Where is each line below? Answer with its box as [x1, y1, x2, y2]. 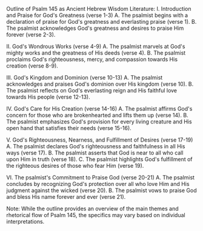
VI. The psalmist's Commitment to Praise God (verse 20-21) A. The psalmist [6, 174, 195, 181]
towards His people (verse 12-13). [6, 94, 90, 100]
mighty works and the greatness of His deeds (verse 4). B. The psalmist [6, 49, 186, 57]
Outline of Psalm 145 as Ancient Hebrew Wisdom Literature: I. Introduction [6, 5, 192, 12]
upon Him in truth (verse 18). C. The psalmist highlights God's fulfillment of [6, 156, 193, 163]
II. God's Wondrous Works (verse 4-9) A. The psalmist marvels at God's [6, 43, 185, 50]
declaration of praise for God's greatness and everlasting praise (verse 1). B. [6, 18, 197, 25]
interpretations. [6, 218, 45, 225]
